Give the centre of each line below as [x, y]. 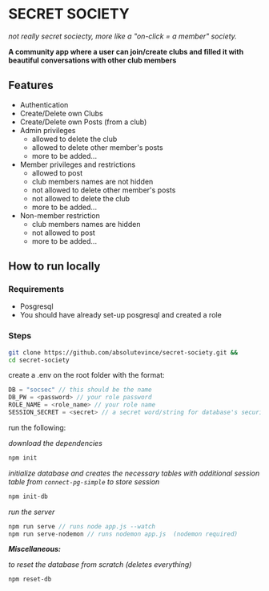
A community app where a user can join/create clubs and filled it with [126, 51]
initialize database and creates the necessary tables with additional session [134, 473]
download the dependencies [55, 443]
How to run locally [54, 267]
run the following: [37, 427]
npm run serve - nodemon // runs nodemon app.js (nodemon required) [123, 534]
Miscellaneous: [35, 549]
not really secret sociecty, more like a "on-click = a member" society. [123, 36]
